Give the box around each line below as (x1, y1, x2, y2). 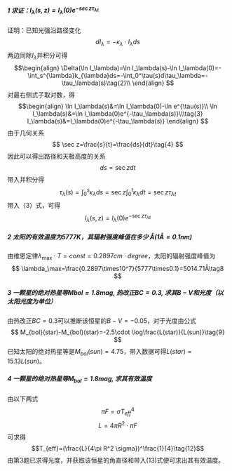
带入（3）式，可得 (7, 201, 61, 210)
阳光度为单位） (13, 298, 57, 306)
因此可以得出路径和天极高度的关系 (7, 152, 106, 161)
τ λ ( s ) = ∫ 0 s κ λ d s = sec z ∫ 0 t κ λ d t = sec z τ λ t (59, 187, 177, 198)
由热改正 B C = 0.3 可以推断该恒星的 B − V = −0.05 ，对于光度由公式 (7, 316, 197, 325)
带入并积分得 (7, 175, 44, 184)
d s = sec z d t (100, 164, 136, 172)
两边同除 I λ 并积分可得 (7, 51, 68, 62)
